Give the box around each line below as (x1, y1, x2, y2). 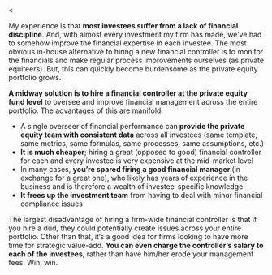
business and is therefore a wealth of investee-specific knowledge (19, 182, 244, 191)
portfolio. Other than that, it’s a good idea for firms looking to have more (8, 232, 249, 241)
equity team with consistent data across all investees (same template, (19, 130, 258, 140)
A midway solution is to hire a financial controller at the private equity (8, 88, 248, 98)
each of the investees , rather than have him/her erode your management (8, 249, 254, 259)
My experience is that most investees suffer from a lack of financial (8, 21, 239, 30)
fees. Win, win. (8, 258, 58, 267)
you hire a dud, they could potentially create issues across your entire (8, 223, 242, 233)
